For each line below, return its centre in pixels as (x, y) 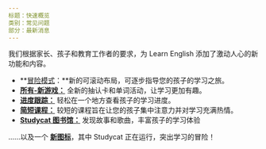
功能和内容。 (29, 63)
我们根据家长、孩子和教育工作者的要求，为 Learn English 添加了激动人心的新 (133, 54)
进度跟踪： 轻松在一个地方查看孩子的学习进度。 (97, 101)
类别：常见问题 (29, 23)
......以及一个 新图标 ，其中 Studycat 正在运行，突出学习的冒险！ (112, 137)
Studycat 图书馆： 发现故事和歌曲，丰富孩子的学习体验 (110, 120)
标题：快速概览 (29, 15)
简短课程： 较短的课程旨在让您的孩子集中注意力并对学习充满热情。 (129, 110)
